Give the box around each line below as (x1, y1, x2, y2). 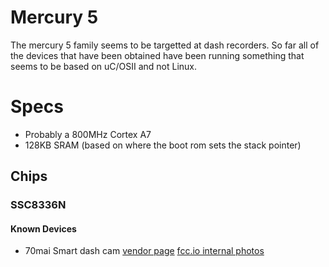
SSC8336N (10, 198, 67, 212)
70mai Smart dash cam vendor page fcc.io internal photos (24, 245, 265, 257)
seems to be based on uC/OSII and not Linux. (10, 60, 198, 72)
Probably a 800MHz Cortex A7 (24, 128, 152, 140)
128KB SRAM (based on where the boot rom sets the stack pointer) (24, 139, 302, 151)
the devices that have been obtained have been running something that (10, 49, 305, 61)
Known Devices (10, 222, 77, 235)
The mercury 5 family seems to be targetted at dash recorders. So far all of (10, 39, 320, 51)
